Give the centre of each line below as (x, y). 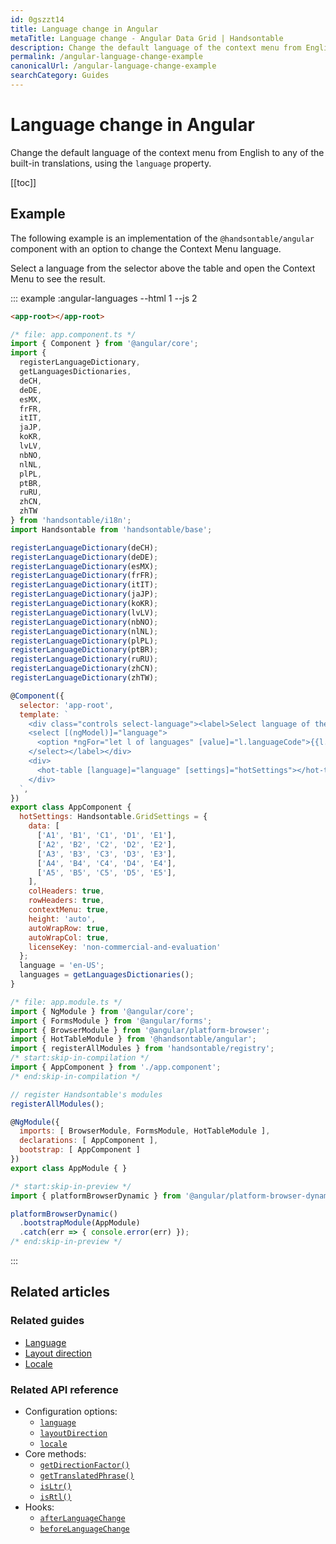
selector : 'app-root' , (66, 705)
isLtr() (55, 1486)
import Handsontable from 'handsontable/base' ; (111, 529)
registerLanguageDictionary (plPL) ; (84, 641)
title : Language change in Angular (84, 29)
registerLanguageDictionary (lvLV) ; (84, 612)
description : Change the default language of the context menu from (156, 47)
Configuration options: (71, 1411)
